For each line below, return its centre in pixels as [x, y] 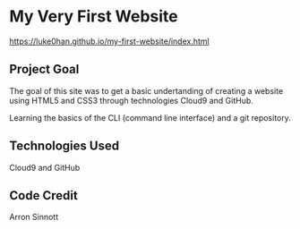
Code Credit [43, 195]
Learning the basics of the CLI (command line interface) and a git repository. [150, 117]
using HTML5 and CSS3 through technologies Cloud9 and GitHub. [131, 100]
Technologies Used [64, 146]
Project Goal [44, 69]
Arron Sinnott [34, 217]
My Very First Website [94, 17]
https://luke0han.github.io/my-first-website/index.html [109, 41]
